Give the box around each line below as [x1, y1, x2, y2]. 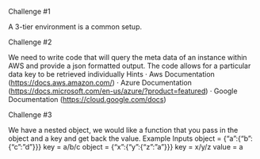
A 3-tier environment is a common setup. [8, 22, 143, 31]
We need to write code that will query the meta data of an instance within [8, 53, 247, 62]
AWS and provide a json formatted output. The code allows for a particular [8, 61, 251, 70]
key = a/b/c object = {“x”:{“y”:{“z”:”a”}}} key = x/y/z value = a [43, 142, 243, 151]
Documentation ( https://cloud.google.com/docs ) [8, 95, 166, 104]
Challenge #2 [8, 37, 52, 47]
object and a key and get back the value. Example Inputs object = [8, 134, 222, 143]
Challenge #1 [8, 7, 51, 16]
